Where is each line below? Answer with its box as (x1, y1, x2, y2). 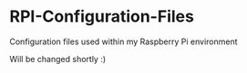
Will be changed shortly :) (9, 53, 107, 64)
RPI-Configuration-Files (9, 6, 194, 27)
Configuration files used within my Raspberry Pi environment (9, 36, 239, 47)
